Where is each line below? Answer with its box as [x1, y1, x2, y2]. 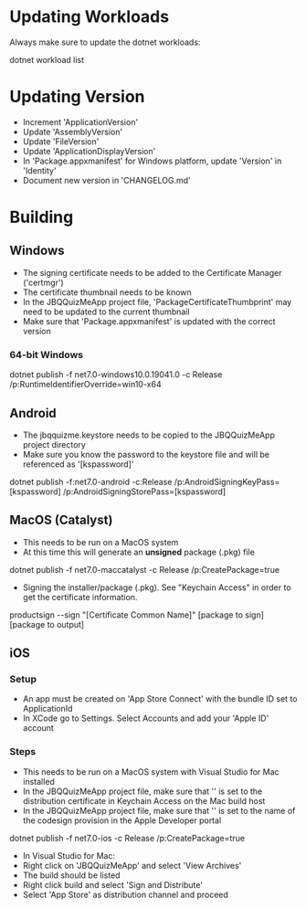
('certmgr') [22, 277, 64, 288]
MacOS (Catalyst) [9, 513, 113, 528]
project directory [22, 439, 87, 449]
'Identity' [22, 164, 57, 175]
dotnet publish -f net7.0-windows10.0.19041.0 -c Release [9, 369, 223, 380]
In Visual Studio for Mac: [22, 850, 116, 861]
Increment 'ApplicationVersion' [22, 116, 139, 127]
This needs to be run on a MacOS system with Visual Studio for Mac [22, 766, 280, 777]
